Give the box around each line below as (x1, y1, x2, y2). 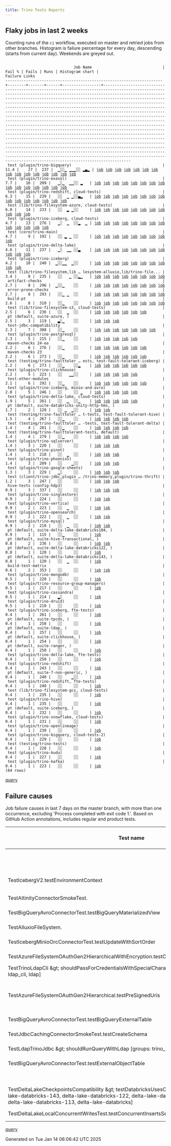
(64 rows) (5, 768, 26, 773)
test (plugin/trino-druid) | (7, 599, 165, 604)
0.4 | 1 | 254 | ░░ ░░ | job (5, 639, 101, 644)
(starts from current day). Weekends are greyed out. (5, 50, 115, 56)
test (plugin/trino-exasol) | (7, 176, 165, 181)
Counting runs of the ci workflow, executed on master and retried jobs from (5, 40, 164, 46)
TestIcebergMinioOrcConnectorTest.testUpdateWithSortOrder (8, 938, 156, 946)
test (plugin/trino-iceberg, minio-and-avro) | (7, 385, 165, 391)
